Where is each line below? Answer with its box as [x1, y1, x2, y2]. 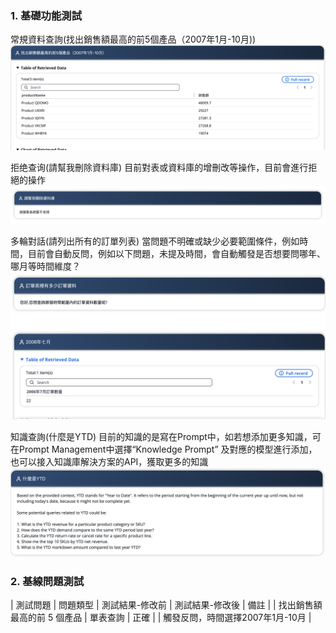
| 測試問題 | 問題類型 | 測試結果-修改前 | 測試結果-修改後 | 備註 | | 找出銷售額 [10, 599, 323, 611]
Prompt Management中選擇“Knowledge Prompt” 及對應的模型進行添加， [18, 443, 318, 455]
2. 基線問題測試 [10, 574, 85, 588]
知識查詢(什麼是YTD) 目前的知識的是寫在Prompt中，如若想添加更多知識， [10, 430, 313, 442]
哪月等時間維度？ [10, 260, 81, 272]
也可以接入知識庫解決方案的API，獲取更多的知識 [10, 455, 209, 467]
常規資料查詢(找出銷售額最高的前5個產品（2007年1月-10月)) [10, 33, 257, 46]
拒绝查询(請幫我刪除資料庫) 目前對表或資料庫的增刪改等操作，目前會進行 [10, 161, 309, 173]
